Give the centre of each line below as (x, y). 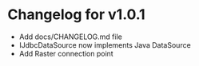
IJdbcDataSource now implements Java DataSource (105, 45)
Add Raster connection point (66, 53)
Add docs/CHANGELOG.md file (71, 37)
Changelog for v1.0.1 (76, 15)
